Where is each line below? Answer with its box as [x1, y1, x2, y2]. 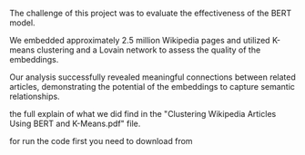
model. [9, 17, 36, 28]
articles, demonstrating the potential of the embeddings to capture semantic [9, 82, 296, 92]
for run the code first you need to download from [9, 136, 193, 146]
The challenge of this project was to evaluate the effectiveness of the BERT [9, 8, 292, 18]
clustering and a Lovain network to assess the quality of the [36, 44, 261, 55]
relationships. [9, 91, 61, 102]
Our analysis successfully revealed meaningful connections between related [9, 72, 296, 82]
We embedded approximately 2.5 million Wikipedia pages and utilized [9, 35, 270, 45]
